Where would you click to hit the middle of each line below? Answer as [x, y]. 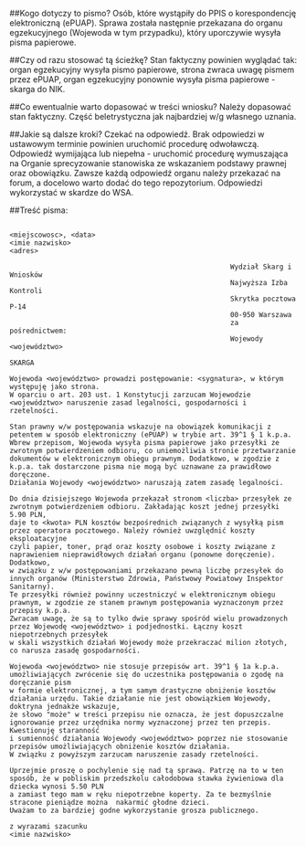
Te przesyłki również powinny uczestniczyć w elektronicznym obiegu [142, 595]
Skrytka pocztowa [263, 299]
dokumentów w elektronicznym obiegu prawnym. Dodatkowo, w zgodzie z [145, 459]
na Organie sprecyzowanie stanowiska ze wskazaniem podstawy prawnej [148, 163]
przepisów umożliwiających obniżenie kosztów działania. [120, 746]
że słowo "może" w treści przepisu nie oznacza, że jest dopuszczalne [147, 714]
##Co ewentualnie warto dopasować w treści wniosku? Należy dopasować [151, 107]
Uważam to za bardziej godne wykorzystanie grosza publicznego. [134, 810]
